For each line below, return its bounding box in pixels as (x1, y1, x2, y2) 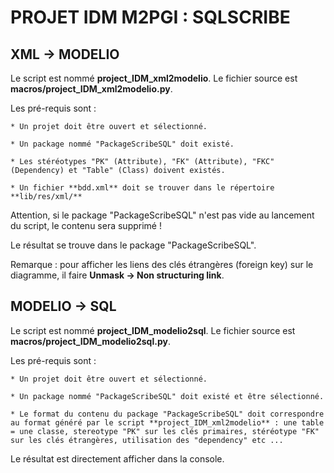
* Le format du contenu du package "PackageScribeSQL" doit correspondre (10, 409, 325, 419)
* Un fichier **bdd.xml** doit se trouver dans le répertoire (10, 183, 275, 193)
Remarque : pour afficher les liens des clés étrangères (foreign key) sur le (10, 259, 314, 270)
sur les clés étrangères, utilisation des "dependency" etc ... (10, 435, 284, 445)
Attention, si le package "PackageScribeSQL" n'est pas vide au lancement (10, 209, 315, 221)
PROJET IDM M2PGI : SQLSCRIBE (10, 6, 291, 29)
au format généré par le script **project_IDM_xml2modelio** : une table (10, 417, 325, 428)
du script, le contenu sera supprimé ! (10, 220, 162, 231)
